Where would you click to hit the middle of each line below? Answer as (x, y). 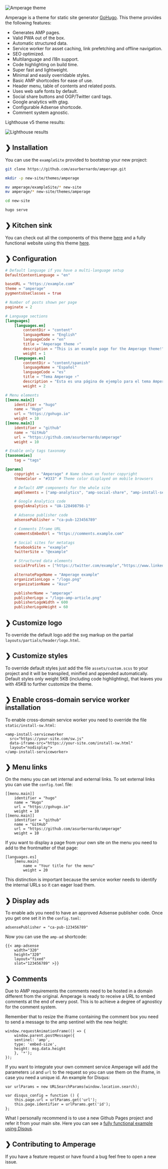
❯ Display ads (27, 901)
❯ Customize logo (34, 623)
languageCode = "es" (44, 372)
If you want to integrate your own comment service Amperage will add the (82, 1067)
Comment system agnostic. (40, 112)
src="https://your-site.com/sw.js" (47, 739)
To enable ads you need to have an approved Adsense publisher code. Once (84, 913)
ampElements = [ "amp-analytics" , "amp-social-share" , (71, 492)
